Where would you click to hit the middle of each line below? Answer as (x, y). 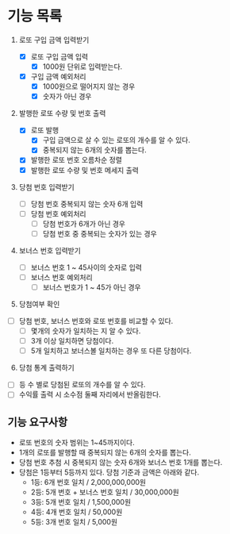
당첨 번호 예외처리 (58, 213)
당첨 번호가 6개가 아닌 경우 (84, 224)
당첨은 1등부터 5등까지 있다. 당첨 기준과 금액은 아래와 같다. (109, 472)
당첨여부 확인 (39, 304)
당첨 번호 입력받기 (46, 186)
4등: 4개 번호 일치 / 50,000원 (77, 512)
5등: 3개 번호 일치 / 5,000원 (74, 522)
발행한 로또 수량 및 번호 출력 (62, 113)
